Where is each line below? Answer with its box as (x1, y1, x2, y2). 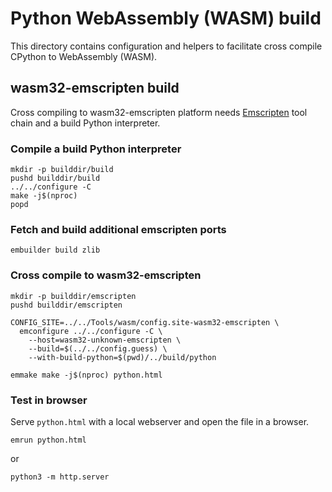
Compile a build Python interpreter (10, 142, 182, 156)
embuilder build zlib (10, 245, 101, 256)
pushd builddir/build (10, 173, 101, 184)
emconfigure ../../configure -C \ (19, 326, 163, 336)
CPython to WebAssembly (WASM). (10, 50, 158, 62)
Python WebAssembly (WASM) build (10, 7, 322, 30)
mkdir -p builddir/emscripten (10, 291, 137, 301)
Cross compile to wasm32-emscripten (10, 268, 202, 282)
